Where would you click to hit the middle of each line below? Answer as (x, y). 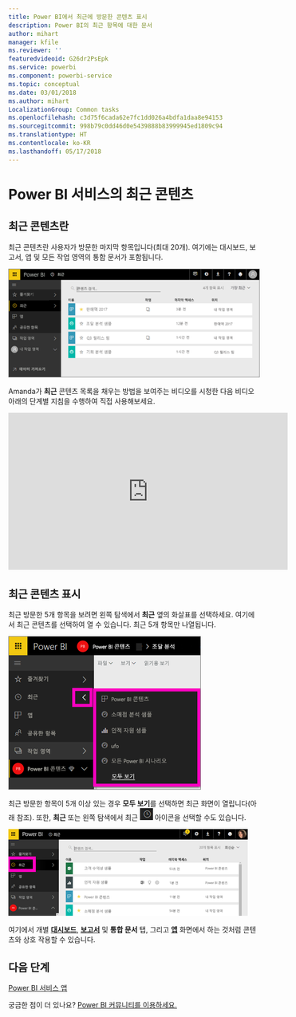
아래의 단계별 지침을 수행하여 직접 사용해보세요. (82, 401)
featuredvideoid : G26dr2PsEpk (59, 59)
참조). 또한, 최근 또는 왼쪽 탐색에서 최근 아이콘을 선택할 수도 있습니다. (131, 818)
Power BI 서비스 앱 (38, 988)
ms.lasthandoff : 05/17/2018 (55, 152)
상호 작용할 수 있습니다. (59, 940)
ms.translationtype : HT (48, 135)
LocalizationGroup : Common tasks (64, 109)
